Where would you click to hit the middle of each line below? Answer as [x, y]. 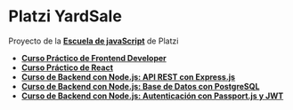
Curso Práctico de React [67, 67]
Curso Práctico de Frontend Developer [94, 58]
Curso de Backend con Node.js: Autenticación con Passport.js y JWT [152, 96]
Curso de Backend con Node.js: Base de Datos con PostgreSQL [140, 86]
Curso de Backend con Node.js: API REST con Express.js [128, 76]
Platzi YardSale [65, 16]
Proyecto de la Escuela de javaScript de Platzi [94, 41]
